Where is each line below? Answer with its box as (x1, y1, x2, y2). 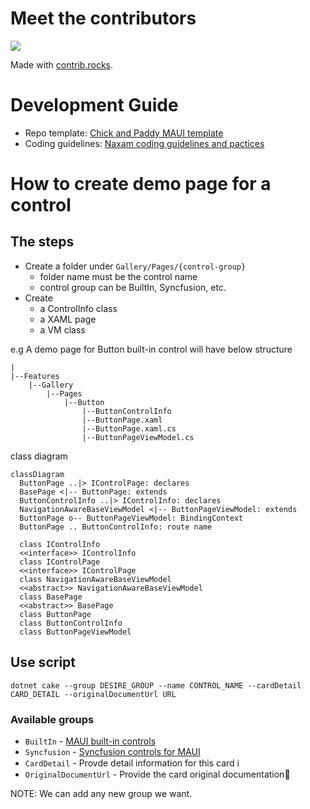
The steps (10, 233, 75, 251)
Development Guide (10, 94, 179, 117)
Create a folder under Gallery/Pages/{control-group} (24, 260, 247, 272)
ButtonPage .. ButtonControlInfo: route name (19, 522, 213, 532)
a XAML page (39, 313, 97, 325)
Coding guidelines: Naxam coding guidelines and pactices (24, 137, 265, 149)
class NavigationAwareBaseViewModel (19, 574, 172, 584)
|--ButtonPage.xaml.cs (81, 423, 177, 434)
